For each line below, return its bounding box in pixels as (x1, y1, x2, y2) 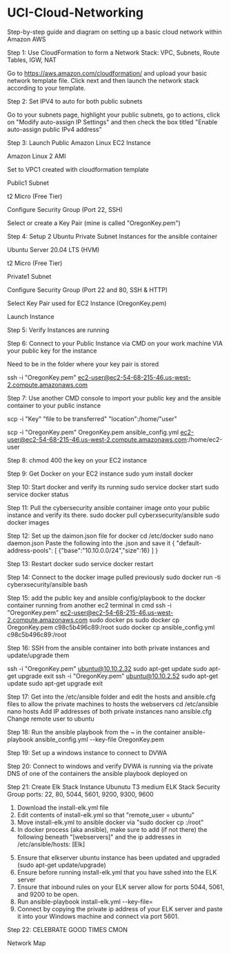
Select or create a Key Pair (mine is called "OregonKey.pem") (7, 219, 181, 227)
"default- (176, 538, 202, 547)
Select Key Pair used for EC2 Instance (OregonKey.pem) (7, 299, 167, 307)
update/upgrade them (7, 651, 70, 659)
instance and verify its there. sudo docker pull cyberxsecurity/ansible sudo (7, 511, 220, 519)
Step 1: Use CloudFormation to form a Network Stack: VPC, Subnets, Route (7, 48, 220, 57)
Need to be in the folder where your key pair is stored (7, 360, 159, 368)
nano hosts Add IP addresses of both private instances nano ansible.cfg (7, 707, 212, 715)
